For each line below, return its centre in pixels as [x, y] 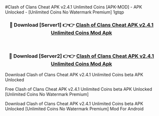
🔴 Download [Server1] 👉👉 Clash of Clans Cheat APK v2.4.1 [81, 25]
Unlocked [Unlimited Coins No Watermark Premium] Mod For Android [74, 109]
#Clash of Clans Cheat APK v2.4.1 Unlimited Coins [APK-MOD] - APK [73, 7]
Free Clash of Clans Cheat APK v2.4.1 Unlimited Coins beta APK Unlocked [79, 89]
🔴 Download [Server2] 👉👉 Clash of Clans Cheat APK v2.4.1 [81, 56]
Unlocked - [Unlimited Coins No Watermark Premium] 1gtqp [65, 12]
